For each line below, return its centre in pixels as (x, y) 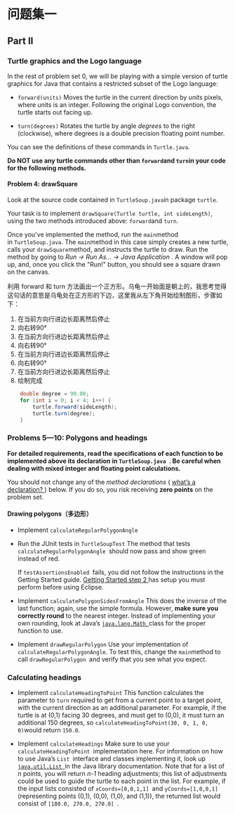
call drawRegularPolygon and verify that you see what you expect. (112, 659)
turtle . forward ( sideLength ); (75, 407)
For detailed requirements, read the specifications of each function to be (115, 453)
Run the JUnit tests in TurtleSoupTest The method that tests (104, 543)
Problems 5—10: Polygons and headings (78, 438)
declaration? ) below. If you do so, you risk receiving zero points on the (110, 489)
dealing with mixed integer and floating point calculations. (94, 468)
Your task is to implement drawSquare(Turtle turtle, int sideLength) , (110, 214)
